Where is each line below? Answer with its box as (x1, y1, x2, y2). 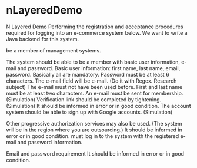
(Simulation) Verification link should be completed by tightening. (6, 95, 162, 103)
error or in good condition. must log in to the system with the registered (6, 132, 179, 139)
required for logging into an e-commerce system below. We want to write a (6, 29, 188, 36)
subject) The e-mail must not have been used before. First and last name (6, 83, 183, 90)
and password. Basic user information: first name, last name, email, (17, 64, 181, 71)
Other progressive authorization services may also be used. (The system (6, 120, 182, 127)
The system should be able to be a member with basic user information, (6, 58, 181, 65)
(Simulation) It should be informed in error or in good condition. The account (6, 102, 191, 109)
